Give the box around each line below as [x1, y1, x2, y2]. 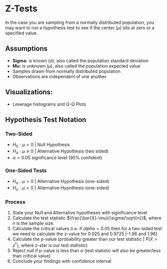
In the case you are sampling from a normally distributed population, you [5, 19, 155, 25]
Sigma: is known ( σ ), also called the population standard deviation [12, 58, 149, 64]
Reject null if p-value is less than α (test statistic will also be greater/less [12, 247, 161, 254]
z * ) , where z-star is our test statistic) [12, 242, 88, 248]
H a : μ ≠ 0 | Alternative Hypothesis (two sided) [12, 148, 109, 155]
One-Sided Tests [5, 167, 47, 174]
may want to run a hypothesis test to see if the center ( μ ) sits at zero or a [5, 24, 155, 30]
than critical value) [12, 253, 51, 259]
